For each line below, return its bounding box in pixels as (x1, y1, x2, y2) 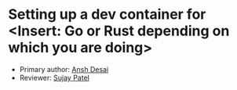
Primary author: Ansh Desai (19, 64, 109, 74)
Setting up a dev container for (8, 5, 206, 23)
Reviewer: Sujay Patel (19, 73, 90, 82)
